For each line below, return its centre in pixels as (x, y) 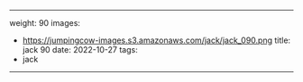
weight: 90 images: (45, 23)
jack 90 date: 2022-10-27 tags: (80, 49)
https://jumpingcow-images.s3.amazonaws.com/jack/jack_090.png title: (156, 40)
